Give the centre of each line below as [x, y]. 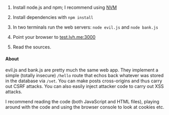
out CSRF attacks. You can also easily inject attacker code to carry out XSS [84, 86]
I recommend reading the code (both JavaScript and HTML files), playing [82, 102]
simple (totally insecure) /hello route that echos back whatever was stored [84, 76]
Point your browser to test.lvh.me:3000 [54, 37]
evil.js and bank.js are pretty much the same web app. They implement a [82, 70]
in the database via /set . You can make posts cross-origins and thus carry [84, 81]
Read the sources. [32, 47]
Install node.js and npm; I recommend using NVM [65, 7]
